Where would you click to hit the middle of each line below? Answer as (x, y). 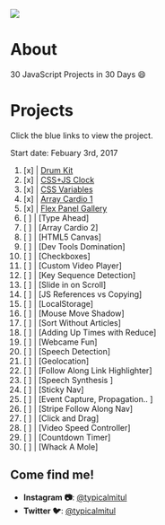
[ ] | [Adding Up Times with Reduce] (90, 332)
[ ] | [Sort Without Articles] (72, 322)
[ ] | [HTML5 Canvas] (62, 237)
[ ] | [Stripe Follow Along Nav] (78, 408)
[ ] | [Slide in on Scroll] (65, 284)
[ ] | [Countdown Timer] (67, 437)
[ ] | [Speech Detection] (67, 351)
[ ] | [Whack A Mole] (61, 446)
